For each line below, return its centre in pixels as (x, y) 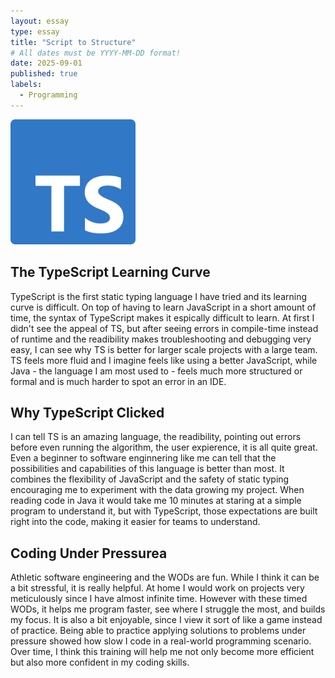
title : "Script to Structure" (73, 42)
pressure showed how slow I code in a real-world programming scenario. (161, 641)
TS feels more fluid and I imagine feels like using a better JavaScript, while (164, 360)
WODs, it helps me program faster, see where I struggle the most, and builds (168, 609)
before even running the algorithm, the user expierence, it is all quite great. (164, 447)
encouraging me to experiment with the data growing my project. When (157, 490)
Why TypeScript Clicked (87, 412)
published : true (44, 74)
